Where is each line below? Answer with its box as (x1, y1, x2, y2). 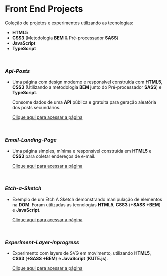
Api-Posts (5, 67, 30, 74)
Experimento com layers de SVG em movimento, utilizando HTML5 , (12, 250, 151, 256)
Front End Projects (5, 3, 83, 15)
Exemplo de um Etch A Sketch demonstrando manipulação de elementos (12, 196, 162, 202)
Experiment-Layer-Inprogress (5, 239, 80, 246)
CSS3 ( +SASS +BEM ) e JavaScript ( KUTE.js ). (12, 256, 108, 262)
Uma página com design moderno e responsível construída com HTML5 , (12, 79, 163, 85)
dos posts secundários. (12, 105, 61, 111)
